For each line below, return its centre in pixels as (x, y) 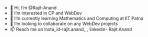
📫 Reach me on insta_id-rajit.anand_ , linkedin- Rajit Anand (71, 29)
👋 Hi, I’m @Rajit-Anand (33, 8)
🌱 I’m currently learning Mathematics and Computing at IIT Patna (76, 18)
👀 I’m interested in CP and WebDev (46, 13)
